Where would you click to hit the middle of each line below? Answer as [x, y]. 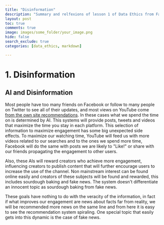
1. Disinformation [40, 75]
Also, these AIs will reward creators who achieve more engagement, [73, 161]
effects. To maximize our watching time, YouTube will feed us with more [77, 136]
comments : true [20, 28]
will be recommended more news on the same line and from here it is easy [80, 207]
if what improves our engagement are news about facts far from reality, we [80, 201]
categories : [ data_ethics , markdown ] [43, 46]
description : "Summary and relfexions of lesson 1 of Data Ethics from [79, 14]
